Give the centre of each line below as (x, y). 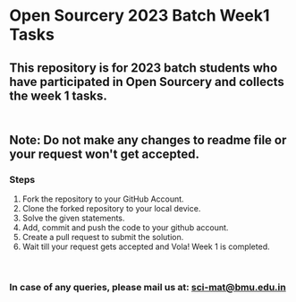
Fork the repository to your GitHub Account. (103, 199)
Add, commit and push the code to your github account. (125, 228)
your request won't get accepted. (104, 154)
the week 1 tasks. (58, 95)
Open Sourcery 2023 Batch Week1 (140, 16)
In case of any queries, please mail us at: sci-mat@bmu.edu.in (148, 288)
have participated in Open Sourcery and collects (147, 82)
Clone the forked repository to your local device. (111, 209)
